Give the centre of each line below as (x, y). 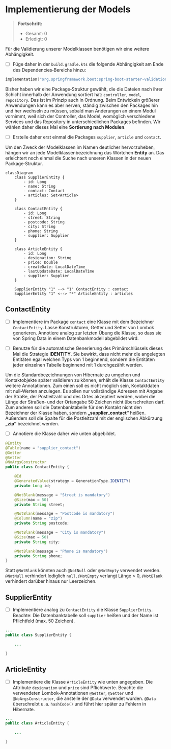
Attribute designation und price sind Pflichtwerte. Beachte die (78, 687)
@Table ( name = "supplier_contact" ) (43, 448)
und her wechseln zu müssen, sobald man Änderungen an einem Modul (81, 110)
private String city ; (37, 542)
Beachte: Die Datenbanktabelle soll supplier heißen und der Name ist (85, 616)
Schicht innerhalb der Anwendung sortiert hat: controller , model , (73, 94)
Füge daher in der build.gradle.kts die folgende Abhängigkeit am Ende (88, 64)
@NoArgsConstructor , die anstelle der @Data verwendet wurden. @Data (84, 698)
